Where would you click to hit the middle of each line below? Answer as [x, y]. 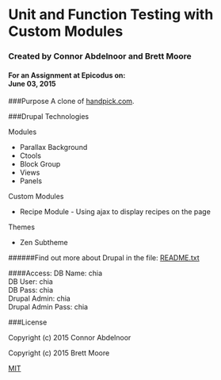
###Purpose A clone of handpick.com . [71, 102]
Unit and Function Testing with [111, 15]
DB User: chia [30, 282]
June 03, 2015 [32, 83]
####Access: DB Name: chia [55, 273]
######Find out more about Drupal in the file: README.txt [104, 258]
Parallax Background [53, 148]
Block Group [40, 164]
